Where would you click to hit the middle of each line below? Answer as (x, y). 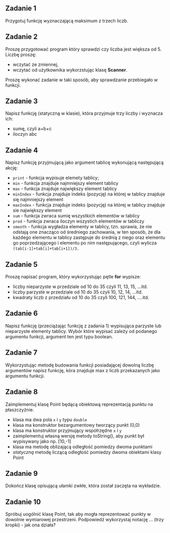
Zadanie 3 (22, 101)
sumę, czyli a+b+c (32, 129)
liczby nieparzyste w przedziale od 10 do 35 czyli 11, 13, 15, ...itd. (80, 287)
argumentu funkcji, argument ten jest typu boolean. (59, 336)
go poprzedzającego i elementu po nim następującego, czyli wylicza (85, 243)
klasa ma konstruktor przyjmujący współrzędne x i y (67, 430)
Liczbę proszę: (21, 54)
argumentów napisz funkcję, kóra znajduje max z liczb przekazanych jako (83, 370)
